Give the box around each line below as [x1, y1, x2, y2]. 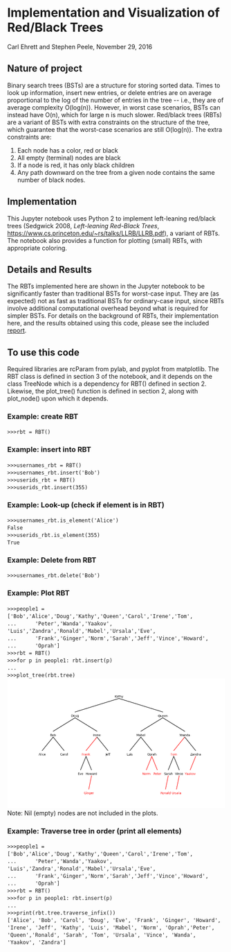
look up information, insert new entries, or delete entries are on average [7, 88, 212, 96]
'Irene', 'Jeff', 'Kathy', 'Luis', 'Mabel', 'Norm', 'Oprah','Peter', [7, 924, 215, 931]
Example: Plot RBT [7, 588, 71, 598]
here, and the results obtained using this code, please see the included [7, 319, 210, 328]
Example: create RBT [7, 411, 78, 421]
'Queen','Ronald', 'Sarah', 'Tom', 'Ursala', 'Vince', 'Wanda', [7, 932, 196, 939]
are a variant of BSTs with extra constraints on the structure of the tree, [7, 118, 210, 126]
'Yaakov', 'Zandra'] [7, 939, 67, 946]
